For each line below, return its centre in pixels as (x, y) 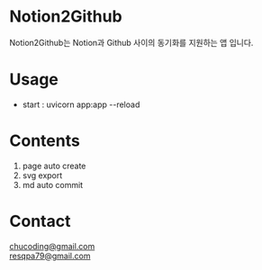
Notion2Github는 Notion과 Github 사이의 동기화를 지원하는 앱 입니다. (131, 42)
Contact (40, 221)
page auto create (54, 166)
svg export (42, 175)
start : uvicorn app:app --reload (81, 104)
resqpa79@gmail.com (50, 256)
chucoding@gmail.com (52, 246)
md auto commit (53, 184)
